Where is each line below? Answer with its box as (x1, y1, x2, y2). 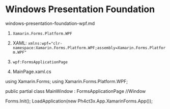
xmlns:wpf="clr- (27, 41, 63, 46)
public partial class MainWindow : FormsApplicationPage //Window (5, 88, 146, 94)
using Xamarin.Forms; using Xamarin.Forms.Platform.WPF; (5, 78, 128, 84)
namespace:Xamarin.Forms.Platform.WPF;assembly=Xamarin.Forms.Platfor (12, 45, 166, 50)
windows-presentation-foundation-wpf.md (5, 20, 95, 26)
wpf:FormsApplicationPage (12, 59, 68, 64)
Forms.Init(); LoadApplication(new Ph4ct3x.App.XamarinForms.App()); (5, 98, 153, 104)
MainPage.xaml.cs (12, 68, 52, 75)
